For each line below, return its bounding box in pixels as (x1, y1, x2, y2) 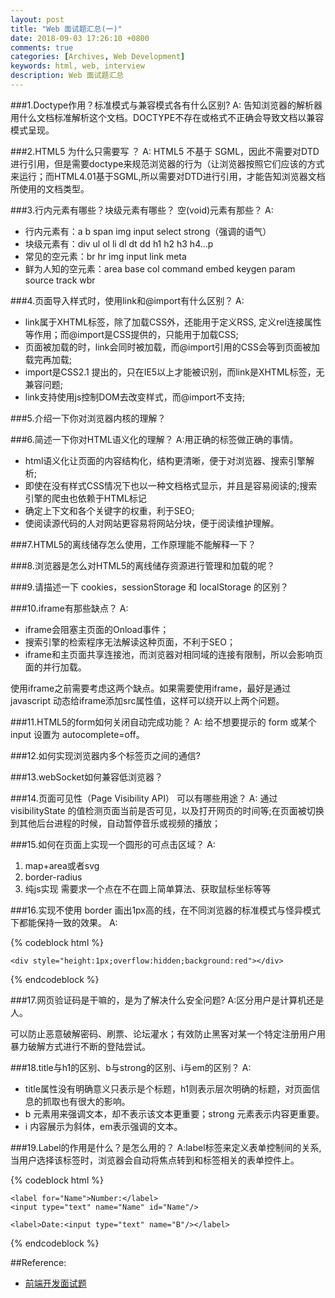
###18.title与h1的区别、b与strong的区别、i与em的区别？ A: (10, 1061, 252, 1073)
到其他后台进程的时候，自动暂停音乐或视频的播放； (10, 817, 221, 829)
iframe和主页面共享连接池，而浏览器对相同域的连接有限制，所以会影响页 (24, 648, 323, 660)
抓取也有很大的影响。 (42, 1095, 131, 1107)
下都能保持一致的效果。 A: (10, 916, 118, 928)
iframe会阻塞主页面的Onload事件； (24, 623, 170, 635)
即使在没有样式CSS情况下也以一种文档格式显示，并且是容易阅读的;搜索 (24, 479, 318, 491)
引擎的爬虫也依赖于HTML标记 (24, 492, 147, 504)
